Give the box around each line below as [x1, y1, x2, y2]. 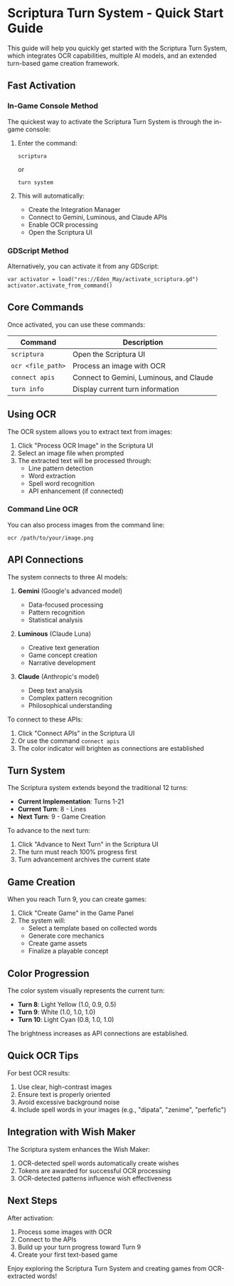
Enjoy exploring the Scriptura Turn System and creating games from [7, 1264, 207, 1272]
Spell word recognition [28, 479, 95, 487]
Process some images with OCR [17, 1227, 112, 1236]
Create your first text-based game [17, 1250, 118, 1259]
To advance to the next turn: [7, 826, 90, 835]
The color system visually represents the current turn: [7, 986, 165, 995]
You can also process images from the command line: [7, 520, 165, 529]
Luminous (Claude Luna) [17, 629, 91, 638]
